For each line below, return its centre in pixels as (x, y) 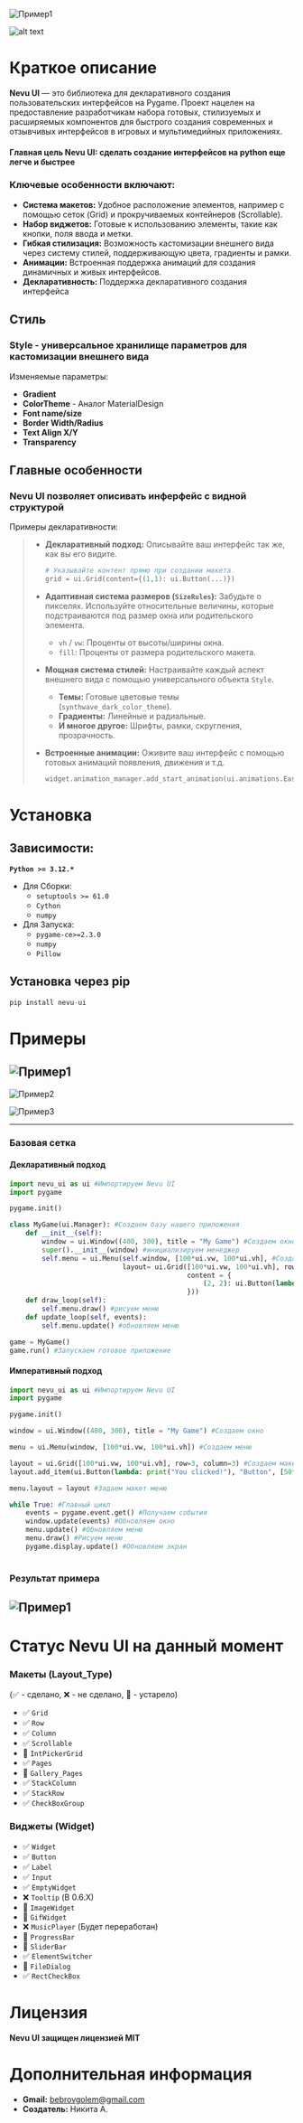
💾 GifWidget (45, 1917)
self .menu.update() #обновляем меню (110, 1325)
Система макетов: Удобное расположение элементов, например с (153, 204)
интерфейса (46, 291)
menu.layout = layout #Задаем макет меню (88, 1488)
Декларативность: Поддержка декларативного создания (135, 281)
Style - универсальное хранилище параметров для (129, 345)
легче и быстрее (42, 162)
